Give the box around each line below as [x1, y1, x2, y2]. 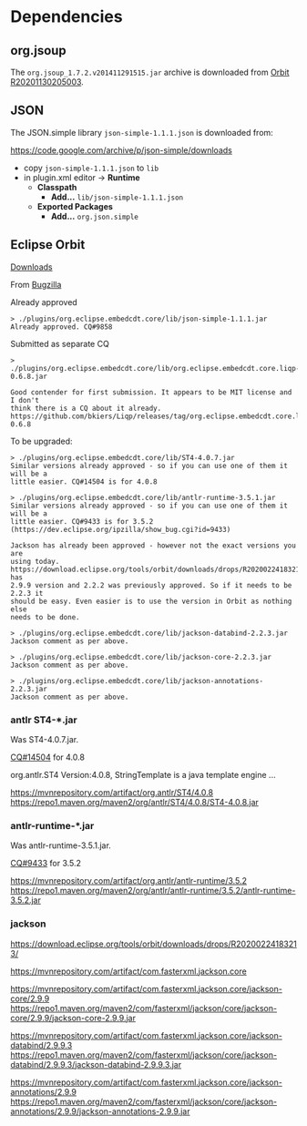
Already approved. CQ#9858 [10, 322, 113, 332]
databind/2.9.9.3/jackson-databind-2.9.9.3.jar [10, 1059, 181, 1070]
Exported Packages [36, 200, 113, 211]
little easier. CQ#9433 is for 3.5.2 [10, 517, 154, 526]
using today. [10, 557, 60, 566]
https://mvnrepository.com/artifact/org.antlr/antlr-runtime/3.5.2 [10, 875, 247, 886]
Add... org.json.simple [50, 210, 139, 221]
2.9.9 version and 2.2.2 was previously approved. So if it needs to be [10, 580, 292, 589]
